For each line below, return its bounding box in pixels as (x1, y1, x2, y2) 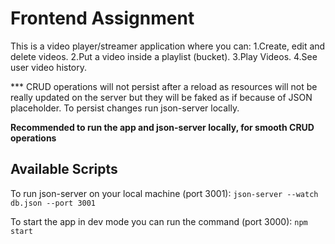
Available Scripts (10, 161, 118, 178)
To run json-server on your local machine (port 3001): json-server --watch (10, 187, 319, 199)
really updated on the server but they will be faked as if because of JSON (10, 91, 313, 103)
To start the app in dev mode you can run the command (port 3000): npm (10, 215, 308, 227)
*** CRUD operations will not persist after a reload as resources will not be (10, 80, 318, 92)
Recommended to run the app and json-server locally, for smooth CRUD (10, 121, 315, 133)
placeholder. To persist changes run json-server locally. (10, 102, 240, 114)
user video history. (10, 61, 88, 73)
